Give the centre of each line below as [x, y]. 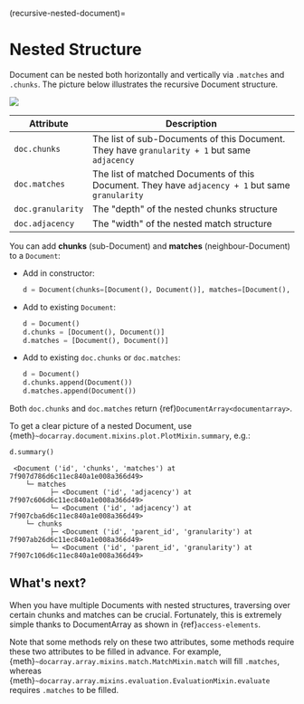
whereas [26, 671]
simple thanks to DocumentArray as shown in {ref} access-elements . [135, 624]
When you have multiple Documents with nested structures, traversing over [150, 604]
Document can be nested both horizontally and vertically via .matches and [147, 74]
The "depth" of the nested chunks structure [185, 209]
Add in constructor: [58, 273]
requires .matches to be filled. [64, 690]
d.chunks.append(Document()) [77, 383]
